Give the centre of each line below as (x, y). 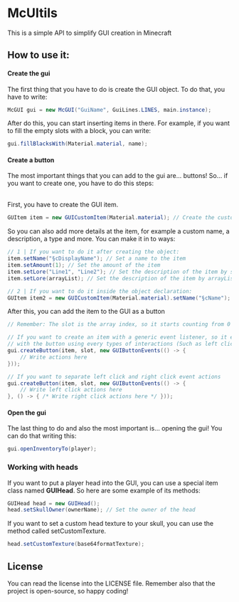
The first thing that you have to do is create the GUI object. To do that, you (116, 89)
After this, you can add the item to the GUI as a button (86, 312)
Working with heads (43, 468)
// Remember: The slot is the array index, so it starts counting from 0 (119, 324)
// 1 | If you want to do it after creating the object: (94, 252)
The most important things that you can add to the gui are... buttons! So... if (118, 176)
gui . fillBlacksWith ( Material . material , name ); (78, 144)
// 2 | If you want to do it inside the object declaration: (100, 291)
